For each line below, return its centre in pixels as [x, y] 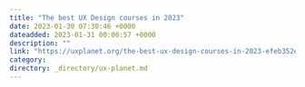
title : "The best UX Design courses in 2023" [97, 18]
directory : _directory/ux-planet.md [79, 69]
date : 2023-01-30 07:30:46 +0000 [73, 26]
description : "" [40, 43]
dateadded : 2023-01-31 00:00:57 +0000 [83, 34]
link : [20, 52]
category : [28, 60]
